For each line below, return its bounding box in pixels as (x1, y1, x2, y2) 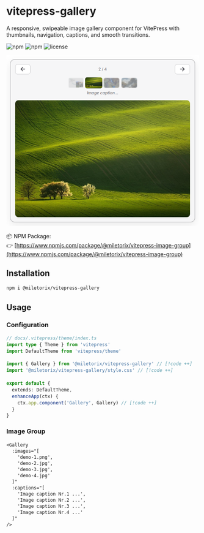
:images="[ (12, 448, 40, 454)
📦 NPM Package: (6, 232, 51, 240)
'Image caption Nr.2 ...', (17, 497, 86, 503)
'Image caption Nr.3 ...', (17, 503, 86, 509)
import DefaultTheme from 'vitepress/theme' (6, 348, 122, 354)
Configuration (6, 320, 49, 329)
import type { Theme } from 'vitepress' (6, 341, 111, 347)
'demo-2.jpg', (17, 460, 53, 466)
